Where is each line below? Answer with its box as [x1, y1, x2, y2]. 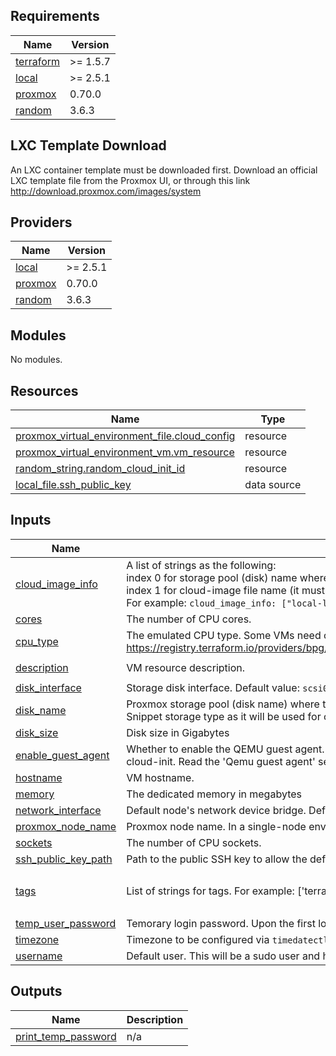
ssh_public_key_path [15, 852, 113, 866]
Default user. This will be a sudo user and [126, 949, 321, 963]
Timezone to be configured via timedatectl [126, 932, 329, 946]
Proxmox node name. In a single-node [126, 819, 307, 833]
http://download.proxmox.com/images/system [10, 185, 202, 197]
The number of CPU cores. [126, 612, 252, 626]
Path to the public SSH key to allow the [126, 852, 308, 866]
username [15, 949, 63, 963]
